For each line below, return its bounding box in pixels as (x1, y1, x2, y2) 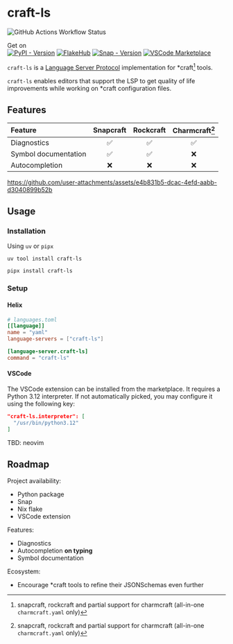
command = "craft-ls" (7, 354, 70, 361)
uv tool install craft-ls (7, 255, 82, 263)
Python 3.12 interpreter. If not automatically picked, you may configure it (7, 392, 213, 400)
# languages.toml (7, 316, 58, 323)
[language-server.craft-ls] (7, 348, 89, 355)
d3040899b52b (7, 185, 53, 193)
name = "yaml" (7, 329, 49, 336)
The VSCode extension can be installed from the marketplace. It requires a (7, 385, 221, 393)
